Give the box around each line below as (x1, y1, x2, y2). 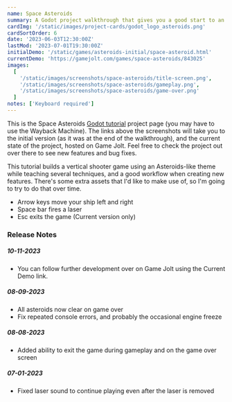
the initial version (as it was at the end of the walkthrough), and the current (7, 134, 220, 142)
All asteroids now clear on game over (17, 305, 123, 313)
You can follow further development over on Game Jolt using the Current (17, 264, 226, 272)
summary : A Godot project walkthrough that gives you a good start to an (7, 17, 225, 24)
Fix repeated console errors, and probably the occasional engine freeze (17, 313, 222, 321)
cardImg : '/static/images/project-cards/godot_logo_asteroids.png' (7, 23, 206, 30)
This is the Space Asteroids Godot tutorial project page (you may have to (7, 119, 215, 128)
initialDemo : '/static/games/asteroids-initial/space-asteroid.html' (7, 49, 213, 56)
